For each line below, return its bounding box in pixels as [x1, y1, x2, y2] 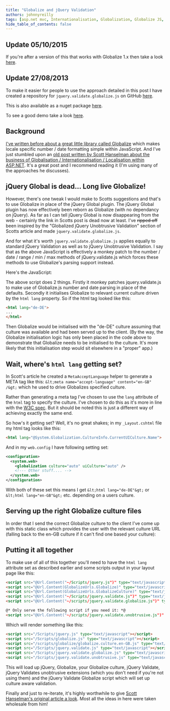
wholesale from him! [6, 701, 48, 707]
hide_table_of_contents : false [6, 21, 72, 27]
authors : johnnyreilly [6, 12, 53, 17]
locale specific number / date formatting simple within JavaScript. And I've [6, 146, 161, 152]
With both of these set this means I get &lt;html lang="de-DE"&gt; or [6, 487, 149, 493]
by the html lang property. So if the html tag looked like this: [6, 295, 131, 301]
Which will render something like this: [6, 622, 84, 628]
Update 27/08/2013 [6, 74, 69, 83]
